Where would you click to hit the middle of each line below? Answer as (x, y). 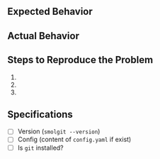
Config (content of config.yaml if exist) (74, 139)
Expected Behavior (50, 12)
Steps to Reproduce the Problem (80, 60)
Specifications (40, 114)
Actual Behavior (44, 36)
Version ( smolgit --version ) (59, 131)
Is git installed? (40, 148)
